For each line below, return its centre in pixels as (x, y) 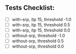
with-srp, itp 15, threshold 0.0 (41, 30)
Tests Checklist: (30, 8)
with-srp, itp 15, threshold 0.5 (41, 25)
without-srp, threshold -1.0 (38, 36)
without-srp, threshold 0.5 (38, 41)
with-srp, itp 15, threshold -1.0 (42, 19)
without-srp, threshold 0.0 (38, 46)
